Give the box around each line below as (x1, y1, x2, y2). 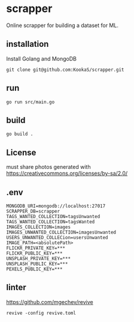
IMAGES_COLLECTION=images (6, 224, 71, 230)
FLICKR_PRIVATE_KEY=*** (6, 245, 66, 251)
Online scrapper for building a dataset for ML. (6, 22, 118, 29)
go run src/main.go (6, 99, 55, 105)
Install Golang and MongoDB (6, 55, 77, 62)
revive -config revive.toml (6, 310, 77, 316)
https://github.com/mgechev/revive (6, 298, 94, 305)
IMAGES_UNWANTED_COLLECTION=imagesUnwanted (6, 229, 117, 235)
